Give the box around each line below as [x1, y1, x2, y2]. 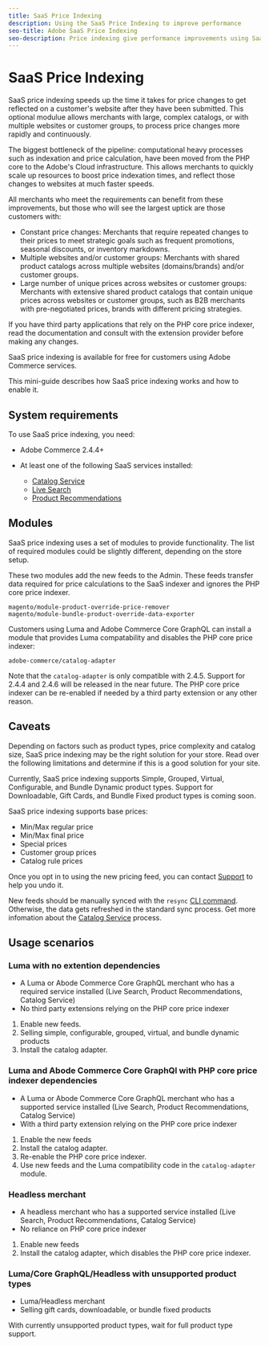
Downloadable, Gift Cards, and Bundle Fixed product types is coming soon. [8, 790, 256, 800]
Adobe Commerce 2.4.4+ [19, 445, 105, 455]
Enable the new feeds [19, 1134, 92, 1144]
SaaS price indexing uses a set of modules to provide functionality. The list [8, 537, 255, 547]
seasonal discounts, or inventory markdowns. [19, 244, 171, 254]
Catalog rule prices [19, 856, 83, 866]
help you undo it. [8, 880, 64, 890]
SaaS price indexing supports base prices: [8, 806, 148, 816]
